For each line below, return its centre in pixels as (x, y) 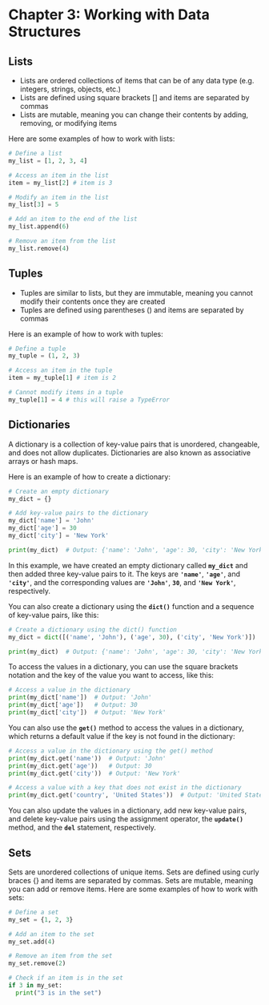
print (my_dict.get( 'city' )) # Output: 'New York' (94, 773)
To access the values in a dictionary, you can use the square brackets (123, 667)
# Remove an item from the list (62, 241)
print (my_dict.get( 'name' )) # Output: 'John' (87, 758)
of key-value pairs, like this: (54, 615)
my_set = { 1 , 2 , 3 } (41, 919)
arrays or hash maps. (43, 461)
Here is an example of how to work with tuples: (86, 333)
